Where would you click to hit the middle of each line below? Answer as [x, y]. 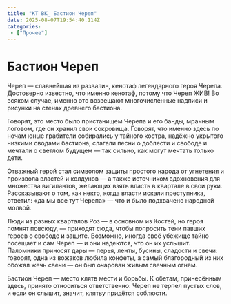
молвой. [19, 208]
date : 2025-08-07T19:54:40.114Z [53, 20]
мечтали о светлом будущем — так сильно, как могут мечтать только [111, 151]
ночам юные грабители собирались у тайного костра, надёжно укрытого [115, 136]
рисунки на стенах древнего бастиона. [65, 108]
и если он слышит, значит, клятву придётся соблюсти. [87, 293]
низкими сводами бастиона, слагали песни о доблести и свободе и [107, 143]
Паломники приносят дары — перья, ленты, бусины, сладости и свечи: [112, 251]
